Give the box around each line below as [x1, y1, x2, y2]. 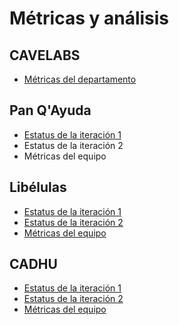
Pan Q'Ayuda [9, 102, 92, 119]
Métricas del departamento [23, 73, 137, 85]
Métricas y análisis [9, 7, 170, 30]
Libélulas [9, 179, 67, 196]
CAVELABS [9, 47, 81, 64]
